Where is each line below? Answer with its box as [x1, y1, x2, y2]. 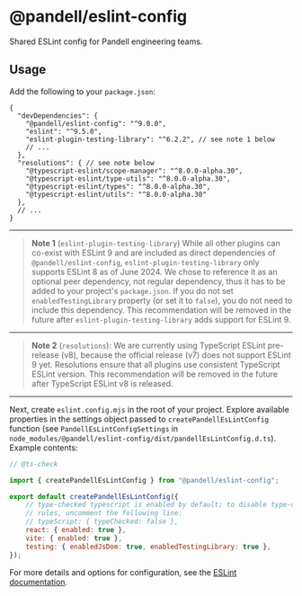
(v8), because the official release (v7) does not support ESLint [61, 349, 291, 360]
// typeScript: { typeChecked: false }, [25, 517, 179, 527]
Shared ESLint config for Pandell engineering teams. [9, 36, 203, 47]
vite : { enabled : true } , [25, 533, 123, 543]
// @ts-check [9, 459, 58, 468]
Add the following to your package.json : [9, 85, 155, 96]
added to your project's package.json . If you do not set [31, 285, 234, 296]
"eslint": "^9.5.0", [25, 127, 102, 136]
